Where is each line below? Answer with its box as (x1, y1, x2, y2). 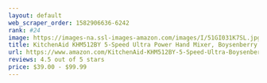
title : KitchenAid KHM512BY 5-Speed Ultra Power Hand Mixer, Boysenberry (8, 41, 258, 49)
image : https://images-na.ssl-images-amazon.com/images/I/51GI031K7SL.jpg (8, 33, 261, 42)
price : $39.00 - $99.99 (8, 63, 87, 71)
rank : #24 (8, 26, 41, 34)
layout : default (8, 11, 62, 20)
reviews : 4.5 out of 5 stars (8, 56, 105, 64)
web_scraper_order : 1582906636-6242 (8, 19, 130, 27)
